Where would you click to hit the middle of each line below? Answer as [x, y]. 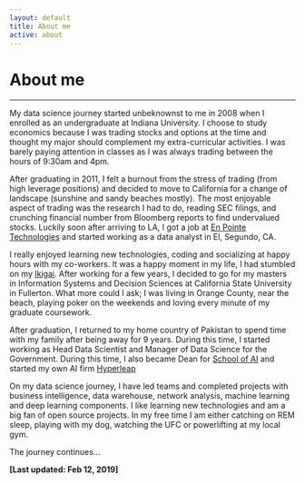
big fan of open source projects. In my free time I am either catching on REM [152, 415]
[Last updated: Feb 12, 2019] [64, 469]
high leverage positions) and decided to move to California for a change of [148, 189]
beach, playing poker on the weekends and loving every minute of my [140, 303]
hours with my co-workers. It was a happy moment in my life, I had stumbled [152, 264]
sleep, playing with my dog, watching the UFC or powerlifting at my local [145, 425]
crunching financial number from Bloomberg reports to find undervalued [144, 218]
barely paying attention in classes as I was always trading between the [142, 152]
